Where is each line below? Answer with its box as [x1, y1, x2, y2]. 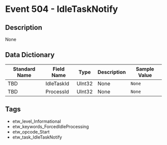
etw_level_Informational [12, 118, 61, 124]
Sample [136, 66, 155, 72]
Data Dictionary [5, 51, 55, 59]
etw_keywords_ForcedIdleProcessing [12, 123, 89, 130]
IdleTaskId [45, 80, 70, 87]
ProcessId [45, 88, 70, 95]
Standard [13, 66, 36, 72]
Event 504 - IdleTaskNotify [5, 3, 118, 15]
